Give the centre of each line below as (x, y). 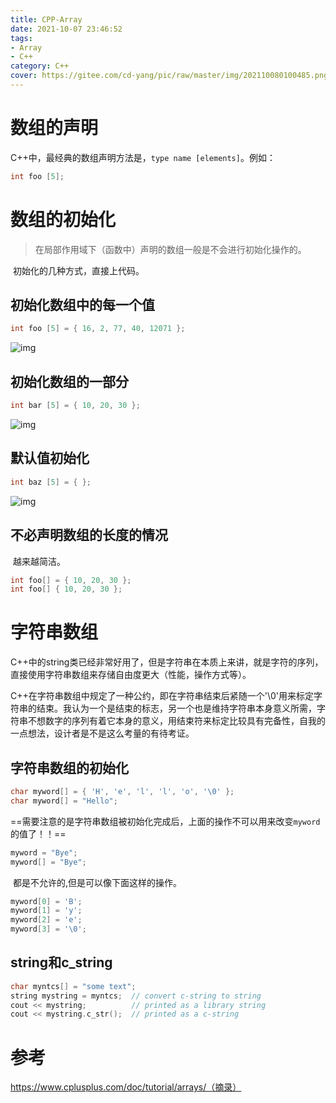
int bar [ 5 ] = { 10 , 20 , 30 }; (75, 406)
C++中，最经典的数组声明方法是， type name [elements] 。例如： (143, 157)
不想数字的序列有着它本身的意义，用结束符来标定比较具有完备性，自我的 (176, 721)
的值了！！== (38, 833)
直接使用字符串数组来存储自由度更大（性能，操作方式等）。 (131, 675)
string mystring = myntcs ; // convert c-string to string (136, 996)
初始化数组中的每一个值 (82, 305)
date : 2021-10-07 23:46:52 (66, 29)
